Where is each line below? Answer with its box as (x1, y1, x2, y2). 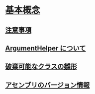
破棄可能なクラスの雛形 (5, 62, 77, 71)
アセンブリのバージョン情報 (5, 81, 90, 89)
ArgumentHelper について (5, 44, 86, 52)
